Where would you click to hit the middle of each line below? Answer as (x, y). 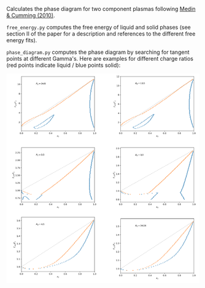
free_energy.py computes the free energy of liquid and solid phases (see (99, 27)
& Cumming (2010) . (31, 15)
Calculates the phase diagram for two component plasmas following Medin (101, 9)
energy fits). (22, 40)
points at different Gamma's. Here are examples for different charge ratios (100, 59)
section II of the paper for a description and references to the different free (101, 34)
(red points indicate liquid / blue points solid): (64, 65)
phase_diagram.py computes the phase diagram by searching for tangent (98, 52)
